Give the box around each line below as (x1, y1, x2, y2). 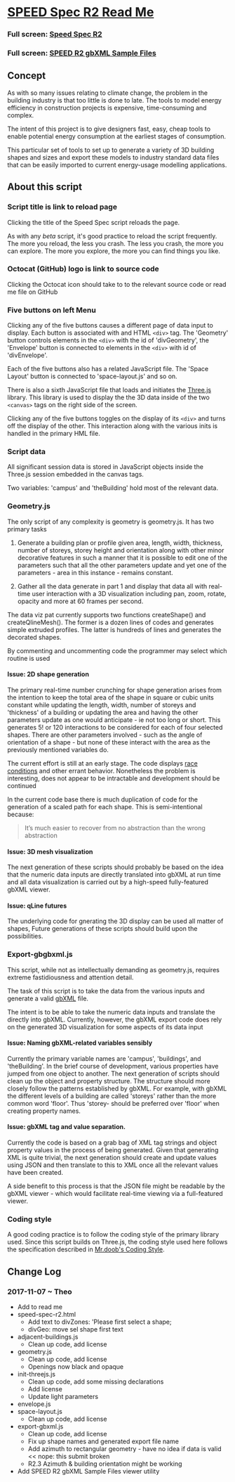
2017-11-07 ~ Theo (7, 1287, 72, 1296)
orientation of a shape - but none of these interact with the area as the (7, 737, 210, 746)
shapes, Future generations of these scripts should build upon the (7, 924, 198, 933)
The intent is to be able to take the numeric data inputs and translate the (7, 1007, 215, 1016)
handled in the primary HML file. (7, 430, 100, 438)
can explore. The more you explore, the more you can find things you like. (7, 247, 221, 255)
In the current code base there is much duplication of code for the (7, 795, 199, 804)
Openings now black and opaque (27, 1362, 124, 1371)
